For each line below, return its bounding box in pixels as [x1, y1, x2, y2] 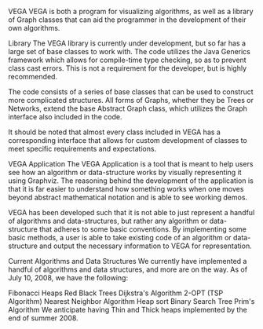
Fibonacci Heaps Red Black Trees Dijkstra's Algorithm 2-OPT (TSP [8, 288, 224, 298]
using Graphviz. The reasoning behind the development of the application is [8, 176, 254, 185]
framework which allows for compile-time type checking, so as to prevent [8, 55, 247, 64]
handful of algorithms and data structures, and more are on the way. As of [8, 265, 248, 274]
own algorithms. [8, 24, 60, 32]
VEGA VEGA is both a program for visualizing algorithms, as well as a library [8, 7, 254, 16]
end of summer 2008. [8, 313, 79, 323]
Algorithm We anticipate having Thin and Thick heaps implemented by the [8, 305, 247, 314]
